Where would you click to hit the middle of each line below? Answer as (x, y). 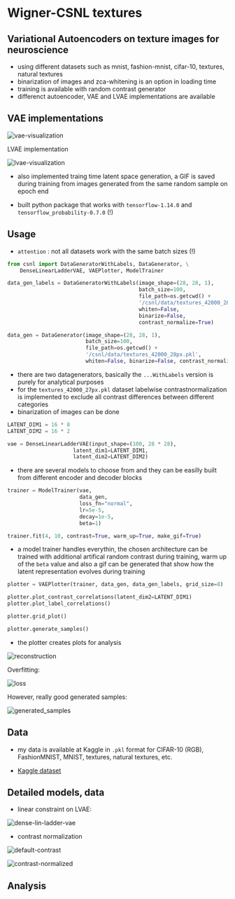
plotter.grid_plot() (37, 616)
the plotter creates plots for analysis (69, 642)
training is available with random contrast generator (92, 89)
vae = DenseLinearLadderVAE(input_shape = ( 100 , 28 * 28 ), (92, 444)
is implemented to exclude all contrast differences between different (116, 397)
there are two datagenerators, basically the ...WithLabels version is (115, 374)
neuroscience (38, 49)
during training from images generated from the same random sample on (122, 183)
